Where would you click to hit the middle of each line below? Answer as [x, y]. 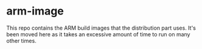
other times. [21, 41]
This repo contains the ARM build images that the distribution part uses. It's [101, 28]
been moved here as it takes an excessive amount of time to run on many [98, 34]
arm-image [35, 11]
